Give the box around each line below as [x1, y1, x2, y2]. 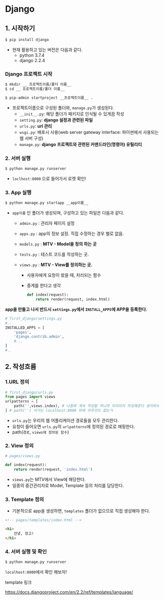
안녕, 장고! [14, 531, 34, 536]
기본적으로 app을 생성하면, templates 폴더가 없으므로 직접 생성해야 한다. [12, 508, 150, 514]
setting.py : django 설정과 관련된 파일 [19, 117, 93, 123]
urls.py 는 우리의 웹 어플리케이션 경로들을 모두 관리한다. [12, 417, 119, 423]
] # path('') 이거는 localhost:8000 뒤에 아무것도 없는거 [5, 408, 113, 413]
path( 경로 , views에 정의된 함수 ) [12, 429, 69, 435]
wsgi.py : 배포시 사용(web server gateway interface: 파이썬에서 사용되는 [19, 129, 159, 135]
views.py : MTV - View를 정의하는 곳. [19, 262, 93, 268]
